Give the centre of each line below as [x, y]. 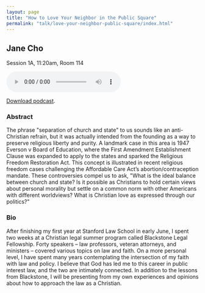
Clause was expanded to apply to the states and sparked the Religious [95, 156]
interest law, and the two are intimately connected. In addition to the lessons [102, 270]
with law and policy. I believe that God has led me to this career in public [97, 264]
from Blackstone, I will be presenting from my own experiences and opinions [103, 276]
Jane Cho [25, 48]
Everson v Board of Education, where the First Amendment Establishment [99, 150]
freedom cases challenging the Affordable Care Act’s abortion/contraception [103, 169]
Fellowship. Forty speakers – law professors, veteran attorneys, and [92, 244]
